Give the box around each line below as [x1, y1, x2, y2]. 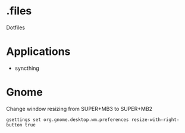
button [6, 122, 23, 128]
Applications [6, 45, 71, 58]
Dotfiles [6, 24, 26, 31]
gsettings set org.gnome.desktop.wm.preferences [6, 116, 129, 123]
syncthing [14, 64, 40, 72]
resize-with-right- [131, 116, 180, 123]
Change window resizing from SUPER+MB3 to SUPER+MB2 [6, 105, 153, 112]
